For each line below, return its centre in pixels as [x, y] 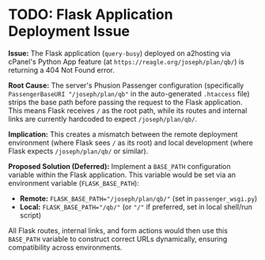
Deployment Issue [69, 31]
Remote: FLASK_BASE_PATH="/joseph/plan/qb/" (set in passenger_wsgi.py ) [138, 198]
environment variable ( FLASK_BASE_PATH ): [74, 183]
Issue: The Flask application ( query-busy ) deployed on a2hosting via [119, 53]
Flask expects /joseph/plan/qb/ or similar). [78, 151]
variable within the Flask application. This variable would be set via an [122, 175]
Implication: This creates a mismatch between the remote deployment [123, 134]
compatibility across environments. [65, 247]
